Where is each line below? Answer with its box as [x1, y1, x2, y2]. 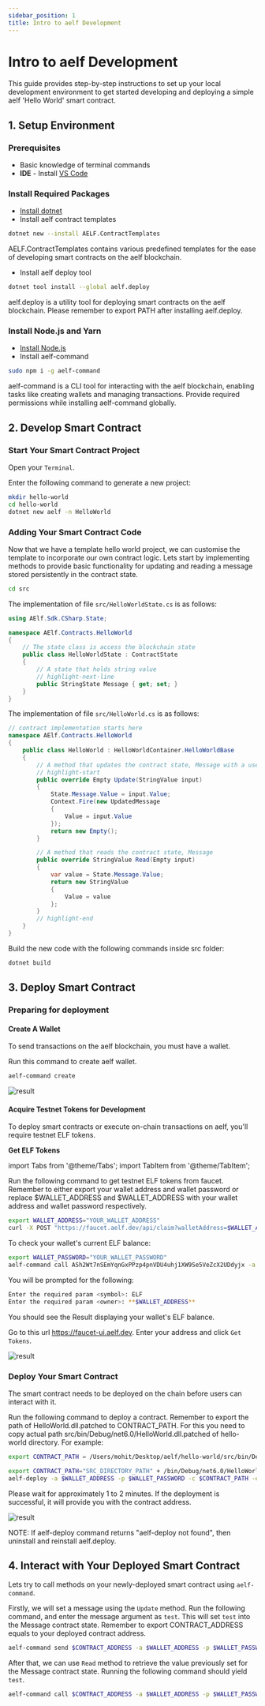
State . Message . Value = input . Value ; [50, 790, 171, 798]
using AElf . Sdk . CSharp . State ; [8, 614, 108, 622]
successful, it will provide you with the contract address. [8, 1497, 192, 1506]
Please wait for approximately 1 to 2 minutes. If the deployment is [8, 1489, 220, 1498]
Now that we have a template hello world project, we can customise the [8, 544, 241, 553]
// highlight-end [36, 915, 93, 923]
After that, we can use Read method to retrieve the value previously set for [8, 1659, 248, 1668]
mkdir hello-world [8, 493, 69, 501]
